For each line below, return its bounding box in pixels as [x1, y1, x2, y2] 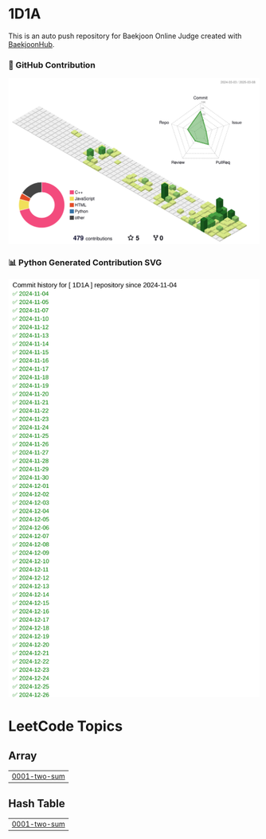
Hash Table [8, 797, 65, 810]
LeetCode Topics [8, 717, 123, 736]
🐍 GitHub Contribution [8, 59, 96, 70]
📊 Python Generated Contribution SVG [8, 257, 162, 268]
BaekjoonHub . [8, 39, 55, 49]
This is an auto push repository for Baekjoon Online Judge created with [8, 31, 242, 41]
